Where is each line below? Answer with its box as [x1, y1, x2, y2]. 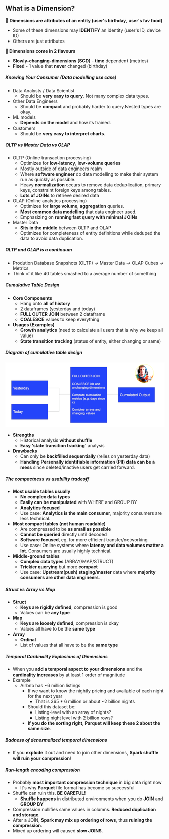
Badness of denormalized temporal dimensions [5, 737, 107, 743]
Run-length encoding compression [5, 767, 80, 773]
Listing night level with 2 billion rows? [35, 715, 113, 721]
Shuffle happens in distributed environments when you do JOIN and [20, 795, 163, 802]
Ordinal [20, 637, 36, 643]
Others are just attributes [12, 38, 65, 44]
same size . [27, 726, 51, 732]
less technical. [20, 516, 51, 522]
